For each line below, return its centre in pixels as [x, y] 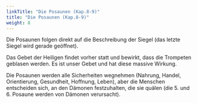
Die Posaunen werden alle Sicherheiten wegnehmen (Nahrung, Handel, [94, 76]
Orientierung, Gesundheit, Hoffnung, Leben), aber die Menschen [86, 82]
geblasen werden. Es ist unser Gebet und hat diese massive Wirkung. [92, 64]
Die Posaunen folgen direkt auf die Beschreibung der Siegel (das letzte [93, 40]
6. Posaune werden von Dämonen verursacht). [63, 94]
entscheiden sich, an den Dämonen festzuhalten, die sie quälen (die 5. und [98, 88]
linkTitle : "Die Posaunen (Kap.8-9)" [53, 12]
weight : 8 [19, 23]
